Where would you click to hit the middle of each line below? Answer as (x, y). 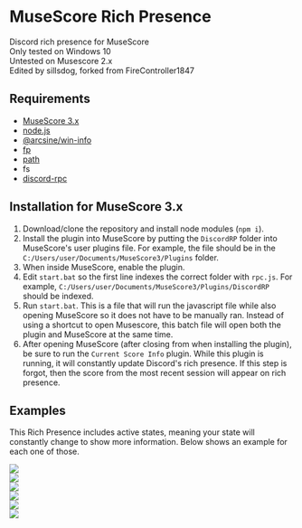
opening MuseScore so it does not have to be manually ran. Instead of (153, 315)
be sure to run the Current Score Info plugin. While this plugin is (143, 354)
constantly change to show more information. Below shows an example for (148, 442)
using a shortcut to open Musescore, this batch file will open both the (152, 325)
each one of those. (44, 452)
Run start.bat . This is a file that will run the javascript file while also (149, 306)
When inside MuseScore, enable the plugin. (104, 267)
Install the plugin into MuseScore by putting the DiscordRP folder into (150, 238)
